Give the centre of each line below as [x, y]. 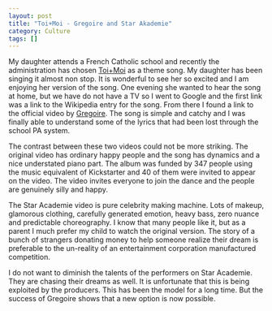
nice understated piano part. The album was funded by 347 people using [131, 164]
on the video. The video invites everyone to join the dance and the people [132, 181]
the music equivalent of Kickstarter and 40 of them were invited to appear [132, 172]
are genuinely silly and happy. [58, 190]
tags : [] [23, 39]
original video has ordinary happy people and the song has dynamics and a [134, 155]
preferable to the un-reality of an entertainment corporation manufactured [132, 248]
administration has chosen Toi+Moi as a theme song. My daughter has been [136, 71]
